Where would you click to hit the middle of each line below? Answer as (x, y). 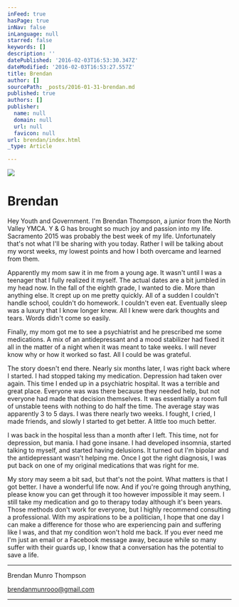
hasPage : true (28, 21)
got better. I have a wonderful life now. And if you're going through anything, (119, 487)
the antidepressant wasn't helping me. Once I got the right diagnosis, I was (117, 458)
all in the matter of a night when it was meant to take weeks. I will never (112, 347)
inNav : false (27, 27)
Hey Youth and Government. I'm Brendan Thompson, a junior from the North (119, 221)
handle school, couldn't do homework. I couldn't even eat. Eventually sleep (117, 303)
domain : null (33, 120)
